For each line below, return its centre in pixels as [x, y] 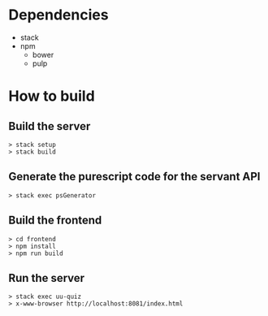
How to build [52, 96]
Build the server [50, 126]
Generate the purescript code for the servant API [135, 177]
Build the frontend [55, 221]
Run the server [47, 278]
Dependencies [58, 15]
